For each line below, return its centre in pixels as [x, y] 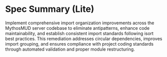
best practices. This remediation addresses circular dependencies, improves [84, 39]
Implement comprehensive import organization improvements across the [80, 23]
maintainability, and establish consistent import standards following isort [79, 33]
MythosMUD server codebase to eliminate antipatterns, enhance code [77, 28]
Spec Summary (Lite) [50, 9]
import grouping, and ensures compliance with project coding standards [79, 44]
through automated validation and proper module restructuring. [70, 49]
